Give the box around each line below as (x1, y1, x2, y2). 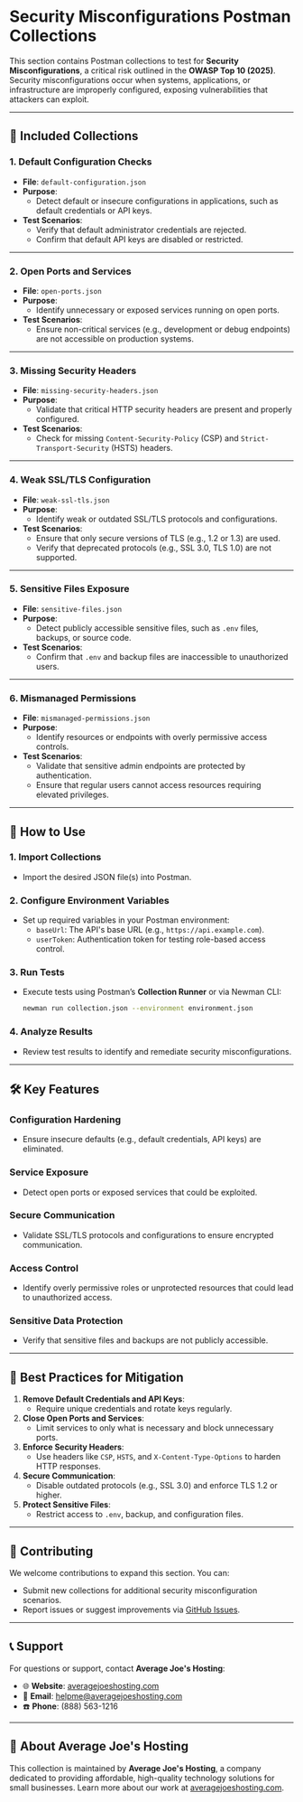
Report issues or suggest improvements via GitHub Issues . (22, 1604, 241, 1615)
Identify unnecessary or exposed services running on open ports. (35, 305, 280, 315)
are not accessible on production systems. (35, 333, 194, 344)
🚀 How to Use (9, 824, 86, 840)
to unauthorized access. (22, 1292, 113, 1303)
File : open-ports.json (22, 285, 102, 296)
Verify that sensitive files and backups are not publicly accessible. (22, 1335, 269, 1346)
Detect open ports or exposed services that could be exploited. (22, 1187, 258, 1197)
